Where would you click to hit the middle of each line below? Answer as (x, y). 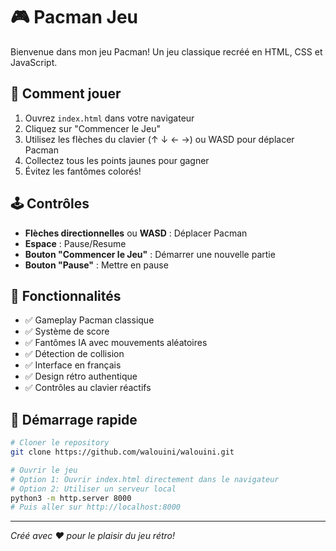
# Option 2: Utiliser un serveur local (93, 489)
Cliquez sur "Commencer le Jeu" (93, 128)
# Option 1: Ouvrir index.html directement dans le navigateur (145, 479)
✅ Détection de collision (74, 354)
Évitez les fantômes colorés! (83, 171)
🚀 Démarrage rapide (74, 419)
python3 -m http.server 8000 (71, 498)
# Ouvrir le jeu (44, 470)
